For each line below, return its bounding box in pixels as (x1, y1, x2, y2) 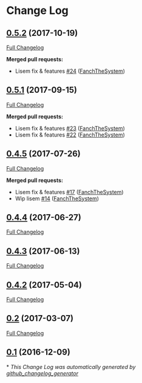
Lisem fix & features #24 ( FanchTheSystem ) (15, 67, 126, 75)
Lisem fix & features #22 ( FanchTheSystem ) (15, 131, 126, 138)
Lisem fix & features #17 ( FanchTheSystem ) (15, 188, 124, 195)
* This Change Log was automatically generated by (6, 363, 136, 370)
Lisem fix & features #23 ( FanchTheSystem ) (15, 124, 126, 132)
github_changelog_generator (6, 370, 79, 377)
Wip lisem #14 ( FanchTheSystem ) (15, 195, 99, 202)
